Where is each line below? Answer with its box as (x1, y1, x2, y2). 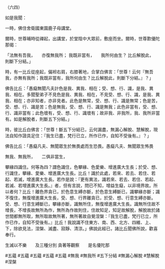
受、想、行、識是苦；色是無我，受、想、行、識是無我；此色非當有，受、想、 (5, 104, 160, 110)
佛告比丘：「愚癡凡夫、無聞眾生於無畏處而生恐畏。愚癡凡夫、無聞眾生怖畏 (5, 143, 154, 149)
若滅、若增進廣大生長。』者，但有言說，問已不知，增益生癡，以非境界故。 (5, 182, 154, 188)
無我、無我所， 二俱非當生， (5, 154, 68, 159)
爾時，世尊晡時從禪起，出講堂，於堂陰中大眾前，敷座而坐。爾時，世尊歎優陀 (5, 36, 160, 41)
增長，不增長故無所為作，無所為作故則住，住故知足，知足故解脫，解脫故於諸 (5, 207, 160, 213)
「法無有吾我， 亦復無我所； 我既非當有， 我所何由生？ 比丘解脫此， (5, 52, 152, 58)
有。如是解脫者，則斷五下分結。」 (5, 116, 72, 122)
